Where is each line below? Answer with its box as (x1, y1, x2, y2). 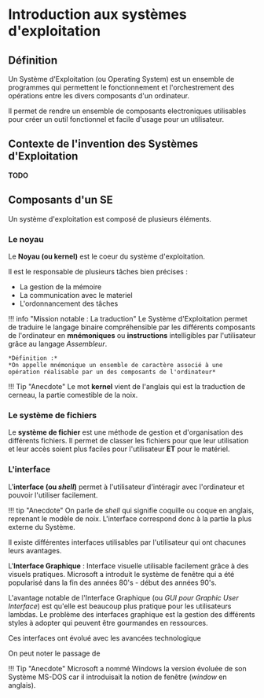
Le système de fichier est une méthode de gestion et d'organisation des (8, 428, 244, 437)
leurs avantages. (8, 546, 62, 555)
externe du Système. (8, 522, 76, 531)
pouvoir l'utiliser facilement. (8, 490, 98, 500)
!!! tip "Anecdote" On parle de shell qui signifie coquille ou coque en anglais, (8, 505, 254, 515)
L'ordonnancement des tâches (19, 299, 119, 308)
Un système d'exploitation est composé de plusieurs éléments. (8, 214, 212, 223)
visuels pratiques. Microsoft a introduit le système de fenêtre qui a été (8, 569, 235, 579)
